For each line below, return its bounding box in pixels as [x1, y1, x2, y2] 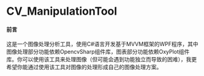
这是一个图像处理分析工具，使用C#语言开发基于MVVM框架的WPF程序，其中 [6, 40, 198, 48]
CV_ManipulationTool [6, 4, 118, 18]
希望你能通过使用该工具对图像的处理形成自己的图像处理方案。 [6, 63, 162, 71]
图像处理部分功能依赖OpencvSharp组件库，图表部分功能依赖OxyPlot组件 [6, 48, 190, 56]
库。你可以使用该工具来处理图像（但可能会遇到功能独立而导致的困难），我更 [6, 56, 197, 63]
